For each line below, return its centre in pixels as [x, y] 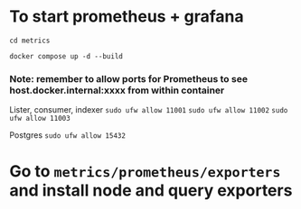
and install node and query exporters [151, 191]
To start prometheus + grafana [127, 17]
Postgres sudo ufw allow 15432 [68, 135]
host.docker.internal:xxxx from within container [117, 90]
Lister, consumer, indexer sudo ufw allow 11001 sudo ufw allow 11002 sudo [149, 110]
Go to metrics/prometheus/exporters [145, 172]
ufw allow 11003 [40, 119]
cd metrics [30, 41]
